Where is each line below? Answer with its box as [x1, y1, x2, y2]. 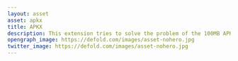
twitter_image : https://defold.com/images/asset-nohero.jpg [7, 43, 189, 50]
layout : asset [7, 10, 50, 18]
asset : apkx [7, 17, 42, 24]
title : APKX [7, 23, 42, 30]
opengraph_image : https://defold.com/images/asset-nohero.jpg [7, 36, 195, 43]
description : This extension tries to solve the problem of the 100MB [7, 29, 220, 37]
